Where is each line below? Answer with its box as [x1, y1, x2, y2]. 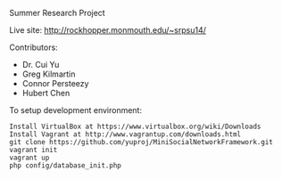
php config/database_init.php [9, 161, 122, 170]
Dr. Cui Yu [21, 60, 60, 69]
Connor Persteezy [21, 78, 89, 88]
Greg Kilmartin [21, 69, 76, 79]
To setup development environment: [9, 105, 143, 115]
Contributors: [9, 42, 58, 53]
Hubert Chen [21, 88, 70, 98]
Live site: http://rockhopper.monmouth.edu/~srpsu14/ [9, 25, 207, 35]
